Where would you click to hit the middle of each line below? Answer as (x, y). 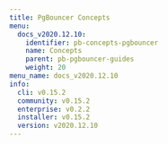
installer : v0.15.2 (54, 117)
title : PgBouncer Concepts (60, 17)
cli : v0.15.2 (42, 92)
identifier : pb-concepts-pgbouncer (92, 42)
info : (19, 84)
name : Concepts (54, 51)
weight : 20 (46, 68)
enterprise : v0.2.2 (54, 109)
